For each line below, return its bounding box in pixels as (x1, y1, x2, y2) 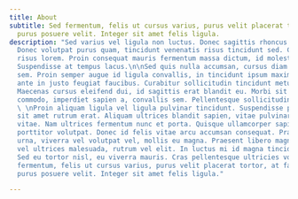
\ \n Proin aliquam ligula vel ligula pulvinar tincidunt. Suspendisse (17, 103, 284, 112)
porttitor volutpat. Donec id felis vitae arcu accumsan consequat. (17, 128, 276, 137)
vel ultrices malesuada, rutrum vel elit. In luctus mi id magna (17, 144, 264, 153)
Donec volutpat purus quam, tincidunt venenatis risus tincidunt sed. (17, 46, 284, 55)
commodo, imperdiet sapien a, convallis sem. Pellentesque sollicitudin (17, 95, 292, 104)
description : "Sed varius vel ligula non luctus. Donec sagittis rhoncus (9, 37, 288, 47)
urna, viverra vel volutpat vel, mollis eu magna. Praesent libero (17, 136, 272, 145)
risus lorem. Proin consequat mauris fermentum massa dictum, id (17, 54, 264, 63)
